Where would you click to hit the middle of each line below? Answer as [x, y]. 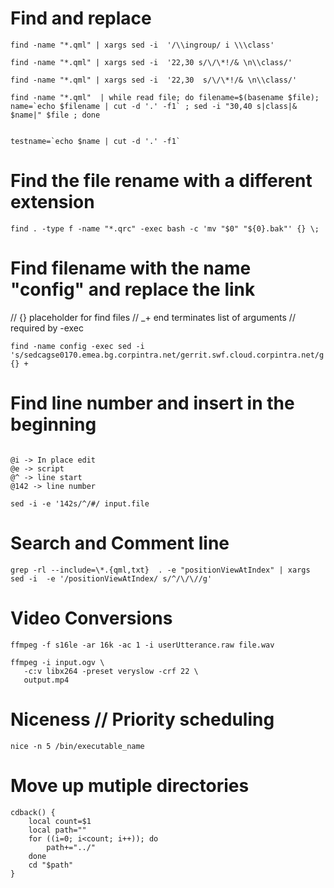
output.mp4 [46, 680]
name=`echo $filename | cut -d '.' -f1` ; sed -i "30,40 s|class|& [154, 106]
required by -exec [47, 328]
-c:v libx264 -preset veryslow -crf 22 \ [111, 671]
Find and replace [81, 18]
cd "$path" [51, 865]
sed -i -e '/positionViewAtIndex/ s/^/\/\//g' [111, 578]
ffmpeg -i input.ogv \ [57, 662]
